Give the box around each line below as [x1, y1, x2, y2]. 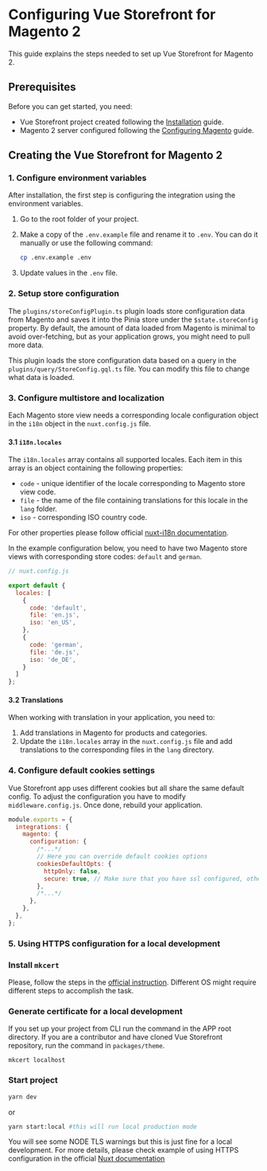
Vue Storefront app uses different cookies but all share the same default [8, 783, 245, 793]
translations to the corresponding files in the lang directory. [19, 745, 215, 754]
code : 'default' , [29, 604, 87, 612]
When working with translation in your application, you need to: [8, 713, 215, 723]
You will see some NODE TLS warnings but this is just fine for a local [8, 1137, 233, 1146]
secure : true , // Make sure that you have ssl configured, [43, 875, 244, 883]
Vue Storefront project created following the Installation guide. [19, 117, 224, 127]
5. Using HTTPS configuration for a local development [8, 938, 221, 949]
